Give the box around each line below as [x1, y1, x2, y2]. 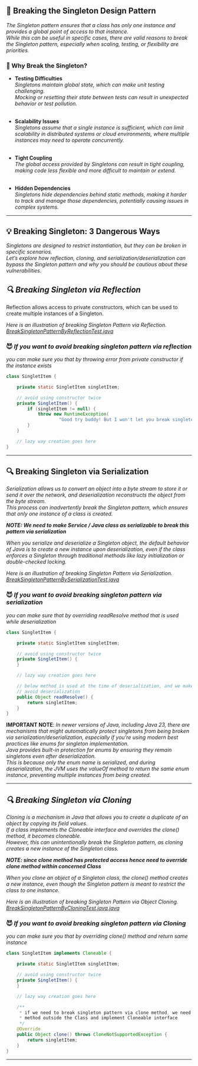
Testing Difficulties [14, 75, 63, 82]
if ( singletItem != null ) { [27, 406, 96, 412]
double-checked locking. [6, 558, 67, 565]
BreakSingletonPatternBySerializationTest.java [6, 576, 120, 583]
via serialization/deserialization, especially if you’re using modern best [6, 734, 179, 741]
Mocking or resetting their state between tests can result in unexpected [14, 94, 189, 101]
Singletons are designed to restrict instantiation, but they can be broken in [6, 242, 187, 249]
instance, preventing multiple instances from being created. [6, 772, 151, 779]
